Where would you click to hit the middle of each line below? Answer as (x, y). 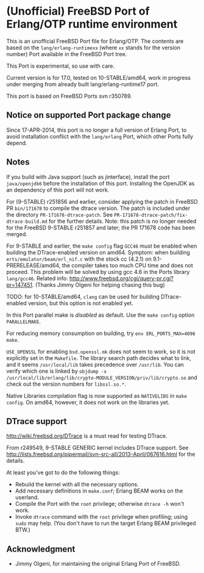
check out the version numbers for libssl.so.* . (66, 384)
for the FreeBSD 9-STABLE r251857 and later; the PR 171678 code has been (101, 228)
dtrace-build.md (27, 222)
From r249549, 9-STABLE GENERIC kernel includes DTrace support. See (97, 448)
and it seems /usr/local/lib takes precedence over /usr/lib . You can (95, 364)
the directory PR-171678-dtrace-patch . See (60, 214)
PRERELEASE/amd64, (33, 265)
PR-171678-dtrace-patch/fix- (151, 215)
